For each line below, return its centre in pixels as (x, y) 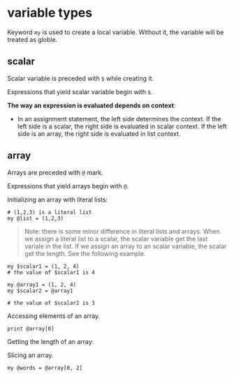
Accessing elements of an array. (54, 316)
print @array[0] (31, 328)
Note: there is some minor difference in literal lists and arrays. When (122, 231)
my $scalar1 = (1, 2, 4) (43, 266)
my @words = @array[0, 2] (45, 368)
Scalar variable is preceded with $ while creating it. (81, 78)
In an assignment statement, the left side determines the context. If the (119, 119)
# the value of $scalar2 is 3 (51, 303)
